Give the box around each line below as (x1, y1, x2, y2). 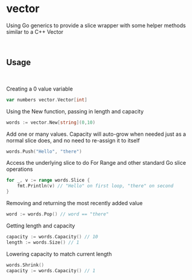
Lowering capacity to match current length (6, 250, 113, 258)
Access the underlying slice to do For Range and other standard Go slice (6, 159, 187, 167)
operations (6, 165, 33, 173)
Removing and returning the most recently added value (6, 200, 143, 206)
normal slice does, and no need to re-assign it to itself (6, 136, 140, 144)
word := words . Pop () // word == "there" (6, 211, 110, 217)
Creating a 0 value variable (6, 85, 73, 92)
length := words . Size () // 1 (6, 239, 79, 246)
